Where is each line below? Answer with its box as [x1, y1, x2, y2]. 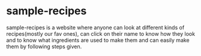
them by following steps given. [6, 43, 82, 50]
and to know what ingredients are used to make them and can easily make [6, 36, 190, 43]
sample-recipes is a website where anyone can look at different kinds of [6, 24, 185, 31]
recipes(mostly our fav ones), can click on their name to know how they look [6, 30, 196, 37]
